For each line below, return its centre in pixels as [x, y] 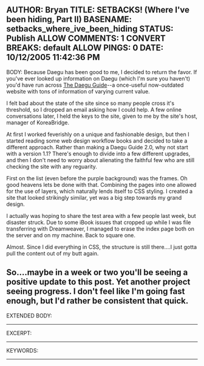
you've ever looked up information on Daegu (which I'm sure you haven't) [98, 78]
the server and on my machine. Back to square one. [71, 235]
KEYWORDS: [22, 350]
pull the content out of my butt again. [53, 253]
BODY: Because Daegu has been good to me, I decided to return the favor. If [102, 72]
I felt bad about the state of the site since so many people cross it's [90, 103]
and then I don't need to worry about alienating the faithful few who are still [100, 160]
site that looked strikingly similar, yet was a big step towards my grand [94, 197]
